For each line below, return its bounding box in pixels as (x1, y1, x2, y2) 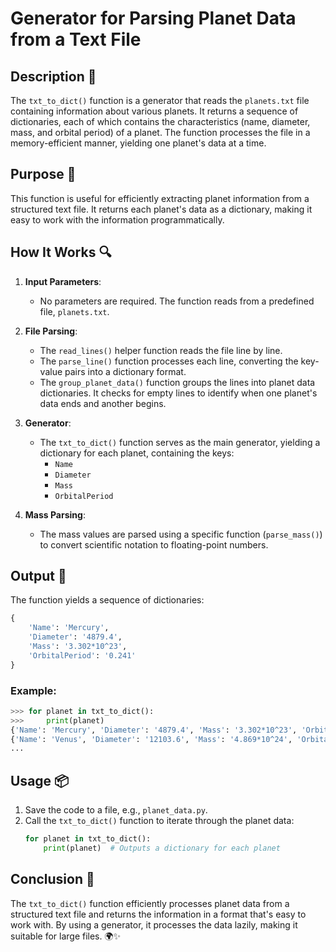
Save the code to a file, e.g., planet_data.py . (24, 804, 208, 816)
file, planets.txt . (39, 305, 110, 317)
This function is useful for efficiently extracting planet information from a (10, 192, 310, 204)
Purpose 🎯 (10, 166, 77, 183)
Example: (10, 683, 57, 697)
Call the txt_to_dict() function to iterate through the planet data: (24, 815, 295, 827)
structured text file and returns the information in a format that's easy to (10, 908, 307, 920)
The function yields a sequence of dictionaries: (10, 594, 205, 606)
